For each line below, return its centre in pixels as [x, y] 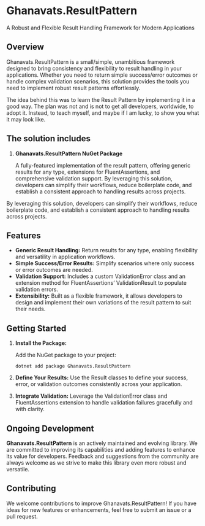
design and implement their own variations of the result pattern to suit [103, 303]
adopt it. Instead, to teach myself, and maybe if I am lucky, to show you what [103, 113]
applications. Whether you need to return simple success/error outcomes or [102, 75]
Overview [25, 47]
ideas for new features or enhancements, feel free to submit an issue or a [99, 509]
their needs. [30, 309]
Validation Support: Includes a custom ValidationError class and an [100, 276]
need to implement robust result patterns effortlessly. [73, 88]
